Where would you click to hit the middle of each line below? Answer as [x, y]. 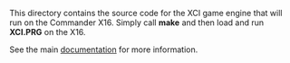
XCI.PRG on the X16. [48, 32]
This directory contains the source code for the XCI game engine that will [146, 13]
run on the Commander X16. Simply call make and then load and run [137, 22]
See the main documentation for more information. [104, 49]
